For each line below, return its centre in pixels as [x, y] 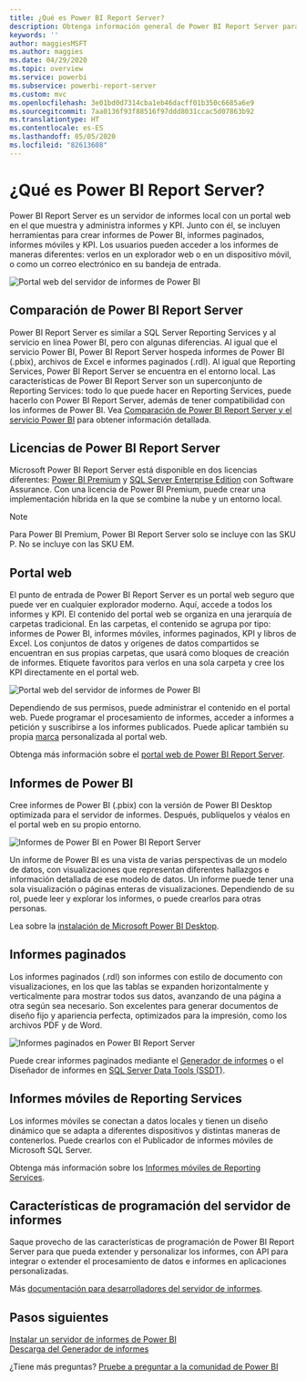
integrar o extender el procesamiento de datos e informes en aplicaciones [148, 1262]
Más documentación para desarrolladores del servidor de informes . [136, 1289]
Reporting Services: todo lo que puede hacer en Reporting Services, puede [150, 390]
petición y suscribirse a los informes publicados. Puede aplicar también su [149, 727]
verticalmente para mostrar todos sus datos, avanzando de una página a [146, 996]
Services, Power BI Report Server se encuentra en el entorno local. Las [143, 371]
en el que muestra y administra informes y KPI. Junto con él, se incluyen [145, 225]
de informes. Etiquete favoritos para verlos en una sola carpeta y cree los [147, 663]
